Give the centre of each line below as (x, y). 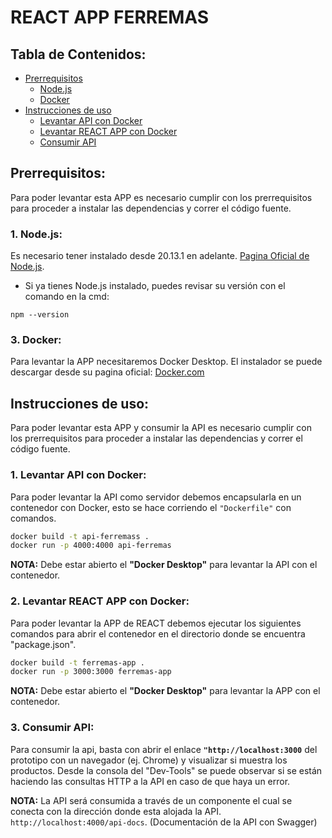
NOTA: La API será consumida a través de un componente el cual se (151, 800)
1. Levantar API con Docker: (78, 475)
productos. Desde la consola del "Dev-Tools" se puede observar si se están (166, 770)
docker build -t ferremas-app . (77, 662)
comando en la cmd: (67, 297)
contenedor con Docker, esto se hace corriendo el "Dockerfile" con (151, 507)
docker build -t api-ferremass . (80, 536)
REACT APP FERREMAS (110, 17)
